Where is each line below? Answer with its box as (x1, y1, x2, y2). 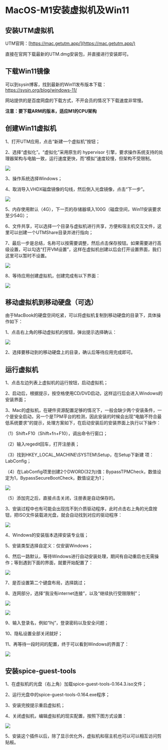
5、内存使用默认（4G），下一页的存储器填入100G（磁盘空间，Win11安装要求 (5, 206, 161, 212)
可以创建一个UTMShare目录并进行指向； (9, 229, 94, 235)
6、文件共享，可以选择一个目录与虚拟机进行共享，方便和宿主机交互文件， (5, 223, 157, 229)
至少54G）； (5, 212, 30, 218)
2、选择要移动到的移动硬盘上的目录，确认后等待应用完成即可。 (5, 349, 135, 355)
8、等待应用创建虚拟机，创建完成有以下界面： (5, 272, 100, 278)
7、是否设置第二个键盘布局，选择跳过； (5, 580, 87, 586)
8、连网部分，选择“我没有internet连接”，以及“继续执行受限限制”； (5, 590, 142, 596)
